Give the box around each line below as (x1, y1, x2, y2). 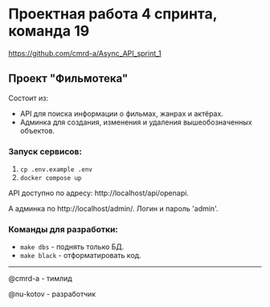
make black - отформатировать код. (19, 251, 142, 260)
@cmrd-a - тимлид (8, 274, 72, 284)
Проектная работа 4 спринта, (8, 5, 218, 23)
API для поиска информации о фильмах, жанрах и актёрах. (19, 108, 223, 118)
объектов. (19, 125, 55, 135)
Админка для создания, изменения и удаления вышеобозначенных (19, 117, 252, 127)
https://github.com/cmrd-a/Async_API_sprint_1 (8, 48, 162, 58)
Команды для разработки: (8, 223, 119, 235)
